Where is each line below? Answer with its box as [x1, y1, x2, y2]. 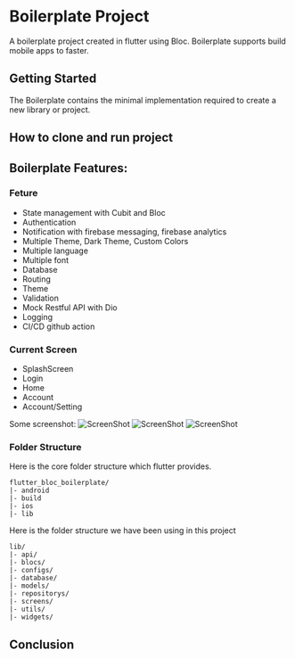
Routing [21, 274, 52, 284]
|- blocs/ [9, 558, 46, 567]
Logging [21, 311, 53, 322]
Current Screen [9, 343, 78, 356]
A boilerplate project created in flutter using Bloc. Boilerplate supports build [9, 36, 287, 46]
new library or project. [9, 104, 91, 115]
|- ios [9, 502, 34, 511]
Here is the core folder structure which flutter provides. [9, 461, 212, 472]
